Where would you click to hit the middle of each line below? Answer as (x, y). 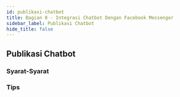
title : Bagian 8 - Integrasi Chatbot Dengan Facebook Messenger (90, 18)
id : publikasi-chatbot (35, 12)
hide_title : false (30, 29)
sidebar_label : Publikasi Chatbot (51, 23)
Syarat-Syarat (28, 71)
